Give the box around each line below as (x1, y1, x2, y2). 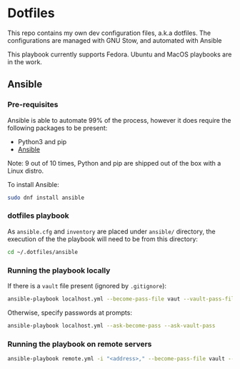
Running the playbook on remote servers (7, 339, 152, 349)
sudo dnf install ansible (7, 194, 84, 201)
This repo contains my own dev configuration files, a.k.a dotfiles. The (7, 29, 211, 37)
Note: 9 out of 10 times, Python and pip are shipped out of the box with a (7, 158, 221, 167)
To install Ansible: (7, 180, 59, 188)
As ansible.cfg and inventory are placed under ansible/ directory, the (7, 227, 216, 236)
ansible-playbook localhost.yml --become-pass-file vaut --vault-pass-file (7, 295, 238, 303)
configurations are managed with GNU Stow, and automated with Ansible (7, 36, 223, 44)
